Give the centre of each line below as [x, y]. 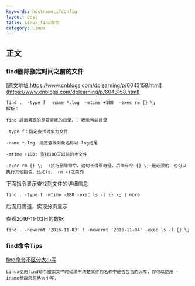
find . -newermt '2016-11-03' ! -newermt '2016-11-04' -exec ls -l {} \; [98, 230]
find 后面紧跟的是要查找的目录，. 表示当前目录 [57, 120]
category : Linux [26, 28]
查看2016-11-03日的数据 [35, 218]
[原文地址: [18, 85]
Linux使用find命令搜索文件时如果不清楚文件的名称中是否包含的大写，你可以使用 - [93, 272]
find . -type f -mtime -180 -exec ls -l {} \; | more [73, 194]
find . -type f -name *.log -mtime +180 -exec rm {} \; [81, 102]
